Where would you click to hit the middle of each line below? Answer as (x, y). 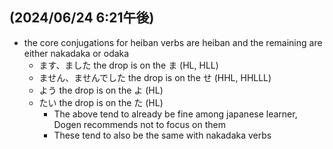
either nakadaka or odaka (76, 53)
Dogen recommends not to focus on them (139, 124)
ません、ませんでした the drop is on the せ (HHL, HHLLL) (155, 77)
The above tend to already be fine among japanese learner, (175, 114)
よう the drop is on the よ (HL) (101, 90)
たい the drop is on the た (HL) (101, 102)
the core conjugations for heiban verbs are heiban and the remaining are (173, 42)
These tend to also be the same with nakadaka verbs (162, 135)
